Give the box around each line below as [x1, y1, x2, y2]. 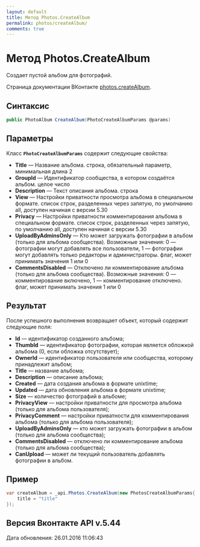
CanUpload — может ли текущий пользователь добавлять [14, 450, 166, 458]
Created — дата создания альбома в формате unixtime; [14, 380, 158, 387]
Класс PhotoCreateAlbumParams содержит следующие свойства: [6, 149, 169, 157]
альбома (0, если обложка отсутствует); [14, 348, 119, 355]
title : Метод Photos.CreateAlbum [6, 14, 90, 21]
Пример [6, 474, 39, 484]
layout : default [6, 8, 47, 15]
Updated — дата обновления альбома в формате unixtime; [14, 386, 166, 393]
